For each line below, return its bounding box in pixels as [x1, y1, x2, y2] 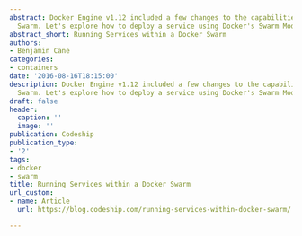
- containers [9, 64, 58, 73]
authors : [9, 38, 42, 48]
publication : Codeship [9, 130, 94, 139]
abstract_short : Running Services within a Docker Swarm [9, 30, 227, 39]
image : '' [17, 122, 54, 131]
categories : [9, 55, 54, 64]
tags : [9, 154, 30, 164]
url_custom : [9, 188, 54, 197]
